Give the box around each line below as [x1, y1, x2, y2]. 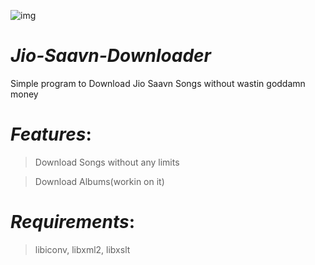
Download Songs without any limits [34, 156, 180, 168]
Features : [10, 123, 92, 146]
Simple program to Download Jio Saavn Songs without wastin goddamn [10, 77, 306, 89]
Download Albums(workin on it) [34, 175, 165, 187]
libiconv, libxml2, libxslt [34, 243, 131, 255]
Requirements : [10, 211, 136, 234]
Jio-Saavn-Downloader [10, 45, 212, 67]
